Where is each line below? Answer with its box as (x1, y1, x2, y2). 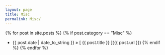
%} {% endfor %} (12, 45, 49, 51)
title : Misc (5, 12, 30, 17)
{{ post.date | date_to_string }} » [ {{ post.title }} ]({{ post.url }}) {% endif (12, 40, 161, 46)
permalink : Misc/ (5, 16, 41, 21)
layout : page (5, 7, 32, 12)
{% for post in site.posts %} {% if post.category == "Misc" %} (5, 30, 133, 36)
